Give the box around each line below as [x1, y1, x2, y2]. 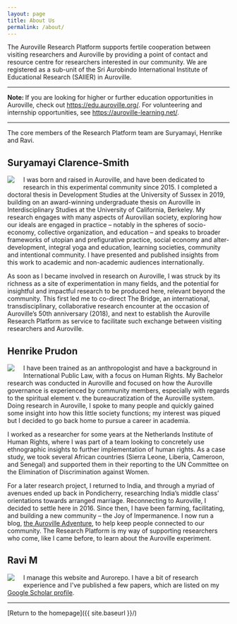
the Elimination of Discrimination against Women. [7, 468, 150, 476]
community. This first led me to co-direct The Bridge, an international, [7, 294, 210, 303]
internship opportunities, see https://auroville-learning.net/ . [7, 108, 180, 117]
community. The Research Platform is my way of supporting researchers [7, 526, 218, 535]
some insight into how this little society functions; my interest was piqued [7, 409, 221, 417]
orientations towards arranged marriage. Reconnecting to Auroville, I [7, 497, 207, 504]
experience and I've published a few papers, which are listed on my [23, 581, 220, 589]
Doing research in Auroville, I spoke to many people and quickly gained [7, 401, 214, 410]
